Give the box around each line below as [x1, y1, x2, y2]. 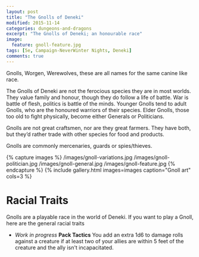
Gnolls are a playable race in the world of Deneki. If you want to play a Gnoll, [6, 213, 194, 221]
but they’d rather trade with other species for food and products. [6, 131, 165, 138]
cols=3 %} [6, 172, 32, 179]
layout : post [6, 8, 39, 15]
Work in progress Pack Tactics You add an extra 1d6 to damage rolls [14, 231, 184, 239]
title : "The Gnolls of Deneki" [6, 14, 84, 20]
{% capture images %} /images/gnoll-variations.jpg [6, 153, 133, 161]
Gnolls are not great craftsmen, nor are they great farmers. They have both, [6, 124, 191, 131]
